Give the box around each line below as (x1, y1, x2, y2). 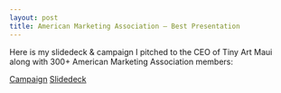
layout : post (9, 13, 59, 23)
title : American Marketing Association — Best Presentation (9, 22, 241, 31)
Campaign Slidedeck (9, 73, 88, 84)
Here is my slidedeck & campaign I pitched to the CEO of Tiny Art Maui (9, 46, 273, 57)
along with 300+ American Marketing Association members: (9, 56, 233, 67)
